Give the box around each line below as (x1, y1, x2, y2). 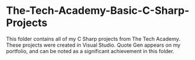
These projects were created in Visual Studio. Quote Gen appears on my (6, 42, 180, 48)
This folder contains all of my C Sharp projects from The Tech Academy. (6, 35, 180, 42)
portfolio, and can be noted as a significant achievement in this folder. (6, 47, 175, 54)
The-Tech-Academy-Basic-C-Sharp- (6, 4, 190, 17)
